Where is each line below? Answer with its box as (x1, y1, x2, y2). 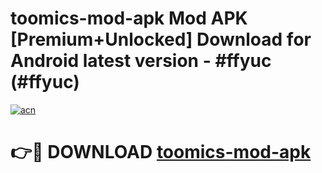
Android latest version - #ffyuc (10, 50, 272, 72)
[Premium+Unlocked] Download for (10, 28, 312, 51)
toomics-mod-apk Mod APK (10, 7, 248, 30)
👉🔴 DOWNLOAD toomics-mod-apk (10, 141, 312, 164)
